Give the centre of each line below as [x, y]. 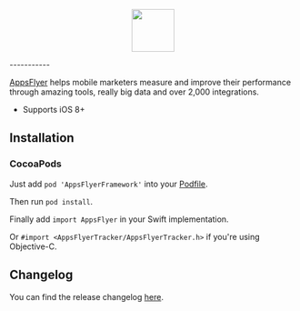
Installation [42, 138]
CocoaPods [35, 164]
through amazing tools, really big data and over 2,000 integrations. [134, 92]
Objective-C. [33, 246]
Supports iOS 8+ [54, 110]
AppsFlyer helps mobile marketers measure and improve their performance [150, 82]
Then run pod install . [51, 201]
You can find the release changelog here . [86, 296]
